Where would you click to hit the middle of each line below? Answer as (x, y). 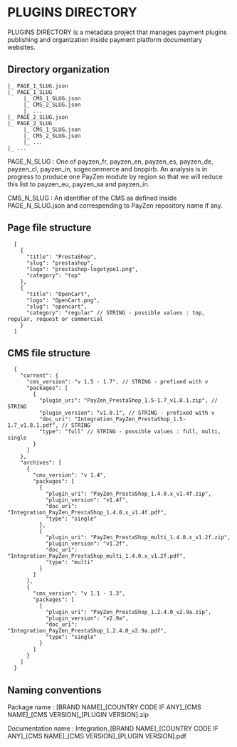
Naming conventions (54, 690)
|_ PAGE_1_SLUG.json (38, 86)
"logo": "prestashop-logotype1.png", (82, 269)
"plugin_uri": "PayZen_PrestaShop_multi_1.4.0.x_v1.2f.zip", (138, 538)
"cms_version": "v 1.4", (70, 475)
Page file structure (49, 228)
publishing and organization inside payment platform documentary (105, 39)
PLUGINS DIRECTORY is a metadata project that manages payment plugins (117, 32)
